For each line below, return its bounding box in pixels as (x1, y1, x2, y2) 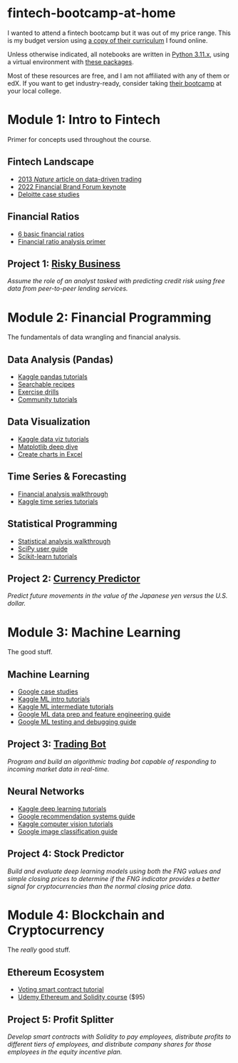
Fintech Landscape (7, 156, 95, 168)
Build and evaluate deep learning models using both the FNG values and (7, 867, 221, 875)
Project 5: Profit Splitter (7, 1013, 114, 1025)
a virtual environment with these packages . (7, 57, 134, 66)
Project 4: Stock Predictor (7, 848, 125, 860)
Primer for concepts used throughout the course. (7, 135, 152, 143)
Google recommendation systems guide (17, 812, 135, 820)
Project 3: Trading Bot (7, 738, 107, 751)
